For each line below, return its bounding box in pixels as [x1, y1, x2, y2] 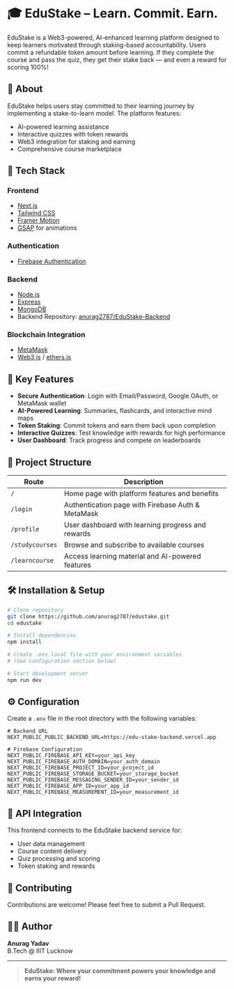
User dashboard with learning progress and [63, 520, 207, 529]
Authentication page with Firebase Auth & [63, 499, 200, 509]
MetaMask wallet [17, 399, 67, 407]
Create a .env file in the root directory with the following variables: [7, 715, 197, 723]
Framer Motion [17, 217, 61, 225]
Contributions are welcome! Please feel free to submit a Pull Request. [7, 901, 206, 909]
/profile [10, 525, 40, 533]
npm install [7, 639, 42, 646]
